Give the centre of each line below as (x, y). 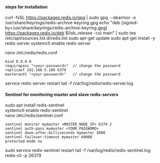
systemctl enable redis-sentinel (36, 110)
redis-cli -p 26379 (23, 156)
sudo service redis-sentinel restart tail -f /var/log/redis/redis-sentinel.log (78, 150)
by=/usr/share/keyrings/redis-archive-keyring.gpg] (56, 28)
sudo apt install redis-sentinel (35, 105)
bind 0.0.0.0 (18, 62)
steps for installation (26, 7)
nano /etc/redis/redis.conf (31, 53)
